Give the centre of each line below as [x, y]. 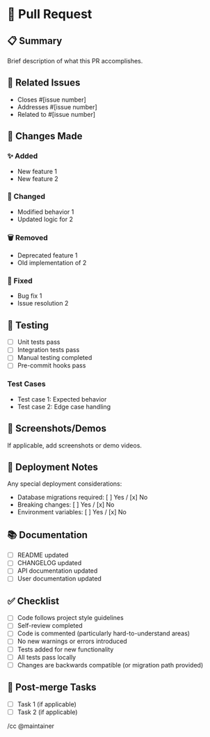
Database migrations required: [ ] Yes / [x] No [82, 498]
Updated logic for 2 [45, 219]
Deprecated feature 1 [47, 255]
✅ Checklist [33, 601]
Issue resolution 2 [43, 303]
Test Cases [27, 384]
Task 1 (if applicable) [47, 704]
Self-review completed [50, 626]
